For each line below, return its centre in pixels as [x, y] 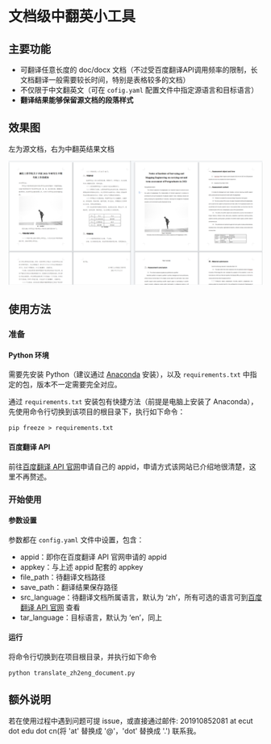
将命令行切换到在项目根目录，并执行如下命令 [83, 656]
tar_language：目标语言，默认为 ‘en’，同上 [91, 617]
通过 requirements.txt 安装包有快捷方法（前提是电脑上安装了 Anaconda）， [133, 402]
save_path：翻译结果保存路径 [69, 587]
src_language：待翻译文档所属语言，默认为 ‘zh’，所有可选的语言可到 [134, 597]
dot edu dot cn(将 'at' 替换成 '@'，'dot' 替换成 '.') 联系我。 [104, 730]
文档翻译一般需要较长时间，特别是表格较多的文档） [105, 80]
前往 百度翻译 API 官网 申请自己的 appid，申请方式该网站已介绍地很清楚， [129, 466]
